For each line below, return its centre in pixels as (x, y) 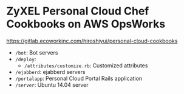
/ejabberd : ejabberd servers (50, 72)
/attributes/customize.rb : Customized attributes (86, 65)
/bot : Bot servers (36, 52)
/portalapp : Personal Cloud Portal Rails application (79, 78)
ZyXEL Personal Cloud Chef (78, 11)
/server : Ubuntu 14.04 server (52, 85)
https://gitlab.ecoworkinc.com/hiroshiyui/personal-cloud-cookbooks (92, 41)
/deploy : (26, 59)
